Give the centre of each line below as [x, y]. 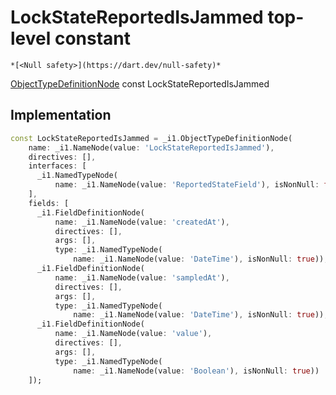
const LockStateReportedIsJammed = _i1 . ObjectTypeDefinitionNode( [151, 138]
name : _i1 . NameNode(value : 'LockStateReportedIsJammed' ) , [151, 147]
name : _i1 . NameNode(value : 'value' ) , [133, 334]
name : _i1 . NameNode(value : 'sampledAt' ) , [142, 277]
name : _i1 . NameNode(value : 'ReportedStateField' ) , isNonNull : [187, 185]
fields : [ [49, 203]
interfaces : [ [57, 166]
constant [93, 38]
